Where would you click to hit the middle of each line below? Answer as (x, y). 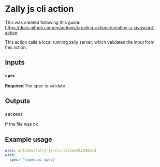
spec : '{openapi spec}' (33, 159)
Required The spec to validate (35, 85)
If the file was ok (22, 124)
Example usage (29, 139)
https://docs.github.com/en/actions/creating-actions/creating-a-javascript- (80, 27)
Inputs (15, 62)
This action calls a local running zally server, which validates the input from (80, 42)
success (14, 114)
